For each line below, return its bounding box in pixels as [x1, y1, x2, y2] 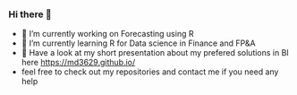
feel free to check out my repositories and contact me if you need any [21, 66, 279, 77]
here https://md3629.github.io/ [21, 57, 136, 68]
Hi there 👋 [8, 8, 53, 21]
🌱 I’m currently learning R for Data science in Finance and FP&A [21, 38, 256, 48]
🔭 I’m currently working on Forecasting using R [21, 29, 194, 39]
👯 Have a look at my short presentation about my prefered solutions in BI [21, 47, 290, 58]
